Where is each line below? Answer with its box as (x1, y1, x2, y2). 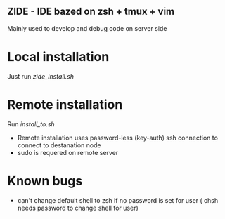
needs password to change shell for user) (17, 204, 139, 212)
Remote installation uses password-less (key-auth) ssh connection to (17, 133, 218, 142)
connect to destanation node (17, 140, 101, 150)
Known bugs (7, 173, 83, 189)
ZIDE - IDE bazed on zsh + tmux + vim (7, 6, 175, 18)
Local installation (7, 49, 110, 65)
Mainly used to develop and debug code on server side (7, 24, 167, 32)
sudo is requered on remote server (17, 148, 119, 157)
